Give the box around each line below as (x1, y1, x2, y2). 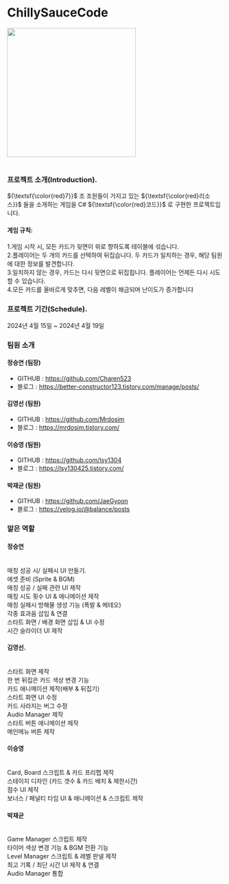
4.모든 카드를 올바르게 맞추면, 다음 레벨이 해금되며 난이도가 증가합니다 (7, 285, 194, 294)
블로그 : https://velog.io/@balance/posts (16, 505, 130, 513)
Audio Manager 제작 (7, 710, 64, 718)
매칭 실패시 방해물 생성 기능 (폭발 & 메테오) (7, 600, 121, 609)
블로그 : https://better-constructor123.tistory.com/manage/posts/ (16, 382, 200, 390)
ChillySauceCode (7, 5, 108, 21)
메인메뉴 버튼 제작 (7, 727, 55, 736)
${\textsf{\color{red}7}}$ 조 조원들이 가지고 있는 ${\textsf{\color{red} (7, 192, 200, 200)
